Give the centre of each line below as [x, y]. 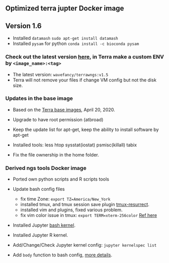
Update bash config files [39, 189]
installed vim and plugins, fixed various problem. [71, 210]
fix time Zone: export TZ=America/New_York [65, 199]
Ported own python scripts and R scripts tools [61, 179]
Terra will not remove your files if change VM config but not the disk [84, 80]
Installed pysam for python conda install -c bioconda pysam [76, 43]
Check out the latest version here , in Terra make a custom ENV [85, 57]
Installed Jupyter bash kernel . [44, 225]
